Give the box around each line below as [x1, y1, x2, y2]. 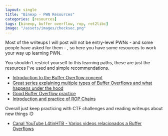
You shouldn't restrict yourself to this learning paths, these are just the [5, 60, 150, 66]
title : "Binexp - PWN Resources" [5, 12, 75, 17]
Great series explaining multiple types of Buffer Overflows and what [12, 80, 152, 86]
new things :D [5, 111, 34, 117]
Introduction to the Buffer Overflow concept [12, 75, 103, 81]
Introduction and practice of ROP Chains [12, 96, 96, 102]
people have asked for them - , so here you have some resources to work [5, 45, 156, 51]
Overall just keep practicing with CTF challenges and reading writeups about [5, 106, 163, 112]
